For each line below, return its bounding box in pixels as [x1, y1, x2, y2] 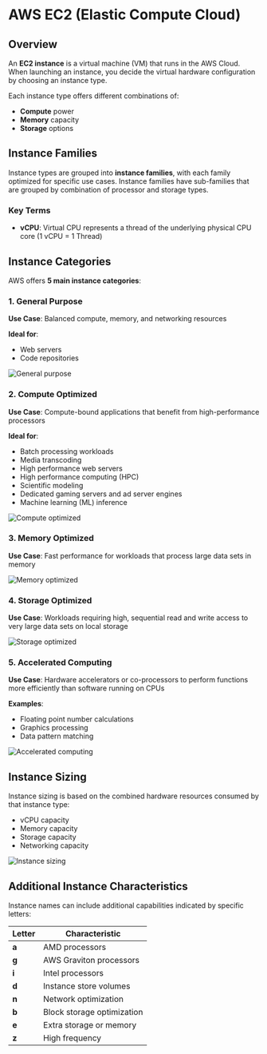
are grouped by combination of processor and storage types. [8, 185, 209, 194]
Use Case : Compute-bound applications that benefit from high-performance [8, 407, 260, 416]
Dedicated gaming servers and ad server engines [19, 489, 183, 499]
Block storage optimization [43, 1007, 143, 1018]
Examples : [8, 699, 44, 709]
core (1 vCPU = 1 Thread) [19, 232, 103, 241]
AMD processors [43, 941, 106, 953]
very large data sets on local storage [8, 622, 129, 631]
